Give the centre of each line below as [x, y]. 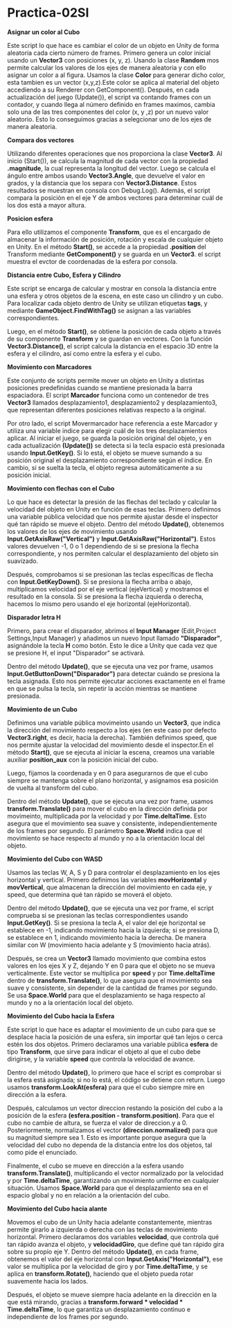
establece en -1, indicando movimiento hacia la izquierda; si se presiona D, [114, 930]
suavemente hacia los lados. [48, 1281]
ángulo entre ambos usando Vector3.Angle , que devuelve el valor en [106, 176]
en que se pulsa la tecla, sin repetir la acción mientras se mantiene [102, 688]
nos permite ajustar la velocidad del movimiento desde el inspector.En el [110, 745]
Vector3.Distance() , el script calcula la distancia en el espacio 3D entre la [113, 346]
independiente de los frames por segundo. [68, 1316]
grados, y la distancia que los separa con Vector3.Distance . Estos [102, 183]
